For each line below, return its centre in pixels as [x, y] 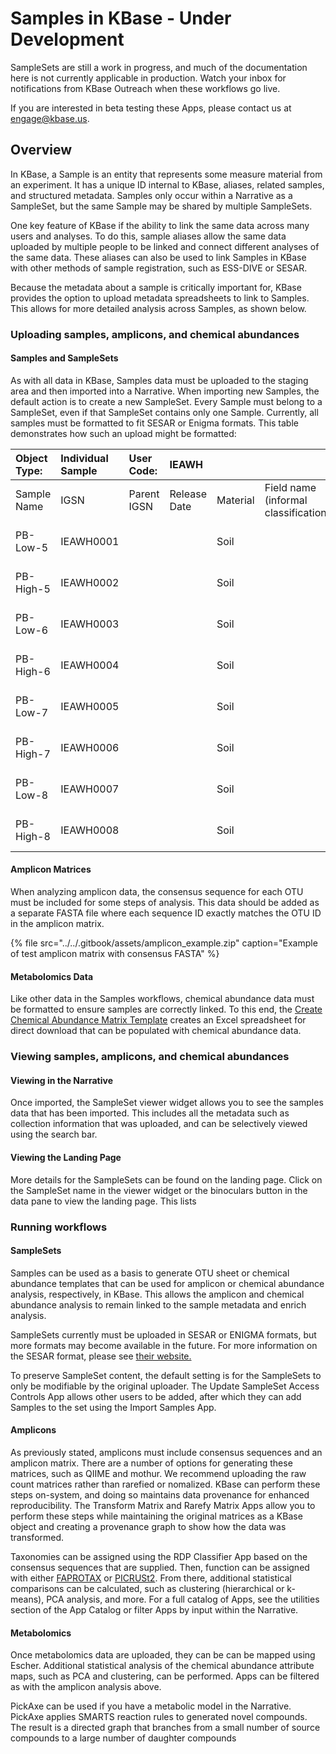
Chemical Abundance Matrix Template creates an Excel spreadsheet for [158, 1020]
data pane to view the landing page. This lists [103, 1201]
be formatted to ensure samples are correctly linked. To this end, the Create [166, 1009]
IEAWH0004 [90, 665]
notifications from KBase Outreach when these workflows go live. [145, 88]
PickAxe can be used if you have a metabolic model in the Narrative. [151, 1706]
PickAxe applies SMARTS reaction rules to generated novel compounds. [159, 1717]
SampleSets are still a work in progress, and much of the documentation [159, 67]
